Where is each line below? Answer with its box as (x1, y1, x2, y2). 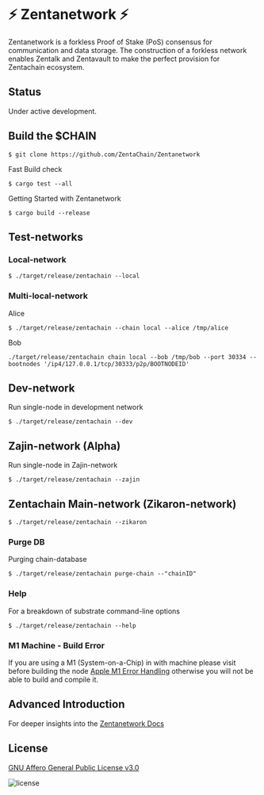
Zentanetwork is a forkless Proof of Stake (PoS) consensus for (8, 36, 212, 47)
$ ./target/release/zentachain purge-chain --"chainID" (8, 570, 197, 578)
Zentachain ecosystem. (8, 62, 85, 71)
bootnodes (8, 360, 41, 368)
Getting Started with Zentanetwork (8, 193, 121, 203)
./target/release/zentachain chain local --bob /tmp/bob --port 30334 (8, 353, 247, 361)
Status (8, 86, 42, 99)
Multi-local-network (8, 290, 89, 301)
